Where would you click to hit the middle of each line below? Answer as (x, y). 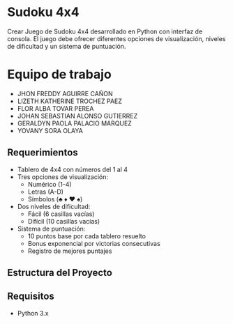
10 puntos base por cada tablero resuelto (87, 236)
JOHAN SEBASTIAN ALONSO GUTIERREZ (77, 116)
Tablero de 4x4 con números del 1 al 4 (72, 169)
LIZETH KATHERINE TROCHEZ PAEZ (69, 101)
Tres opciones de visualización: (63, 177)
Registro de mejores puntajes (70, 251)
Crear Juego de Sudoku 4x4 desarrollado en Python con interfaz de (105, 31)
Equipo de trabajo (59, 75)
